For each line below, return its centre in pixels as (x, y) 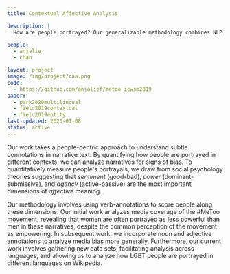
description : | (29, 26)
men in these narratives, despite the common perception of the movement (112, 226)
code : (15, 83)
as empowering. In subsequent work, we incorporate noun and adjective (110, 233)
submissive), (25, 184)
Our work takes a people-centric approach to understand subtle (97, 147)
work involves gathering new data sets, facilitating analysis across (101, 248)
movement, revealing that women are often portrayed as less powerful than (114, 219)
